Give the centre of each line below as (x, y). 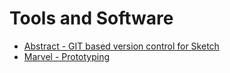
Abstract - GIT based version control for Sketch (121, 46)
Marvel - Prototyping (67, 56)
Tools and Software (91, 18)
